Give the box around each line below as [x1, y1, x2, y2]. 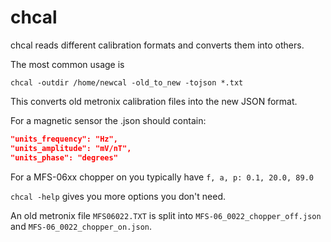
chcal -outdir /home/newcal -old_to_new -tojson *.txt [10, 77, 244, 88]
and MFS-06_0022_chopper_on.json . [10, 220, 152, 232]
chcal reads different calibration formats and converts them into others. [10, 39, 305, 51]
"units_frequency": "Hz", [10, 134, 118, 144]
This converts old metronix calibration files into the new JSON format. [10, 95, 298, 107]
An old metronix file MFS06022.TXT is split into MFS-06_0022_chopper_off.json [10, 209, 322, 221]
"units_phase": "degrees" [10, 152, 118, 163]
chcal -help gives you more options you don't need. [10, 190, 227, 202]
